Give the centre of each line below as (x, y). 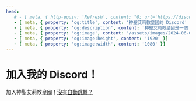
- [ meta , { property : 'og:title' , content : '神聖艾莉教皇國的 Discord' (101, 22)
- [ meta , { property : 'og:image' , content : (69, 33)
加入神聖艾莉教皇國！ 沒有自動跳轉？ (50, 92)
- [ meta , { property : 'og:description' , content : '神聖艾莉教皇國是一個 (101, 28)
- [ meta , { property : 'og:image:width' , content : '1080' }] (90, 44)
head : (13, 11)
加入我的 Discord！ (52, 75)
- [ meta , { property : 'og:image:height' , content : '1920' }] (91, 39)
